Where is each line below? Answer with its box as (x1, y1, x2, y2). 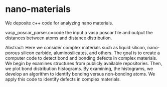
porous (5, 50, 20, 56)
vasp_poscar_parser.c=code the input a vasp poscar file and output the (5, 29, 153, 35)
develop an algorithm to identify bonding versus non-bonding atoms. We (5, 71, 155, 77)
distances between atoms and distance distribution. (5, 35, 112, 41)
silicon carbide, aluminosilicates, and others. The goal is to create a (21, 50, 160, 56)
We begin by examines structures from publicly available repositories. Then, (5, 60, 162, 66)
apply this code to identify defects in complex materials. (5, 76, 121, 82)
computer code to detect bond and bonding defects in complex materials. (5, 55, 157, 61)
